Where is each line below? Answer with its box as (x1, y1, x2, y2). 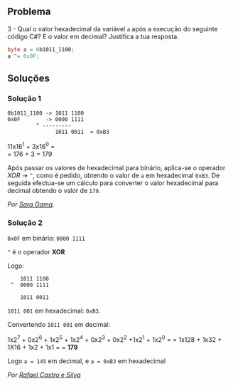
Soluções (7, 72, 50, 84)
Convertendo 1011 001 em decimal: (7, 320, 110, 329)
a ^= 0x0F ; (7, 53, 40, 60)
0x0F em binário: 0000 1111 (7, 234, 85, 243)
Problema (7, 6, 51, 18)
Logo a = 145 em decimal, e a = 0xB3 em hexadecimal (7, 356, 166, 365)
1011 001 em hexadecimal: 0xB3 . (7, 306, 101, 315)
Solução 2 (7, 217, 43, 227)
